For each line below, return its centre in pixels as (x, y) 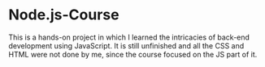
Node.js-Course (64, 15)
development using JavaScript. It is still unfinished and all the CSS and (126, 45)
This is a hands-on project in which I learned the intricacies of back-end (129, 37)
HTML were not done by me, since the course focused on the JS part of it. (133, 54)
